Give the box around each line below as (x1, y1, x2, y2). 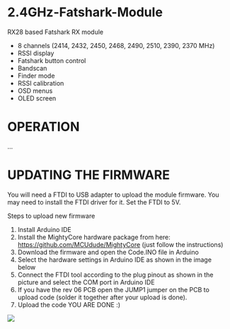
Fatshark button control (17, 56, 86, 64)
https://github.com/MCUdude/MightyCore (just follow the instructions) (17, 240, 224, 248)
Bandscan (17, 64, 47, 72)
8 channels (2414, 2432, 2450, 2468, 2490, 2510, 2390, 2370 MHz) (17, 41, 215, 50)
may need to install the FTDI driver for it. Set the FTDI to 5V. (7, 197, 181, 206)
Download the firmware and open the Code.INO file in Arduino (17, 248, 200, 256)
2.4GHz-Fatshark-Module (7, 4, 163, 21)
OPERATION (7, 119, 80, 135)
